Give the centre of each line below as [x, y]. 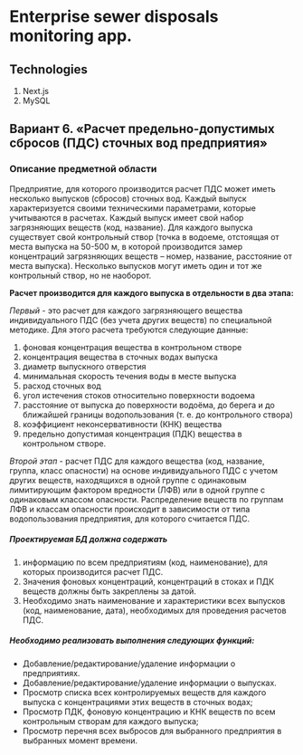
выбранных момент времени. [80, 741]
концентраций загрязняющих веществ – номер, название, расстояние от [151, 256]
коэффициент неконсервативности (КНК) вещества [122, 424]
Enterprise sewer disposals [114, 17]
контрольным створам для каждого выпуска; [110, 721]
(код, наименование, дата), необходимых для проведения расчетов [154, 610]
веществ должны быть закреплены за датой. [109, 591]
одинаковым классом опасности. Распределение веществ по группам [147, 499]
